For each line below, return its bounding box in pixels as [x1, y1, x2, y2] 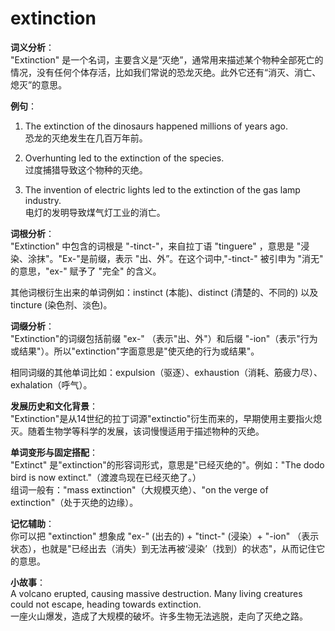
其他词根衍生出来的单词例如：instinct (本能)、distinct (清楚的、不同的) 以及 [10, 286, 319, 298]
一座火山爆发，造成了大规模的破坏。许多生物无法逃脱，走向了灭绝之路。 [10, 610, 308, 622]
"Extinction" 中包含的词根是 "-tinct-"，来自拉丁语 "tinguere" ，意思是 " [10, 240, 302, 252]
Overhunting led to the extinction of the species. [24, 152, 225, 164]
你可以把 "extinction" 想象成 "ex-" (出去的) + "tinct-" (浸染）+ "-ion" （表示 [10, 530, 320, 542]
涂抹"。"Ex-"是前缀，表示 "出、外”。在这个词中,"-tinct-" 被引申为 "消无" [27, 252, 324, 264]
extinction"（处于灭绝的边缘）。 [10, 496, 139, 508]
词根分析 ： [10, 227, 55, 239]
